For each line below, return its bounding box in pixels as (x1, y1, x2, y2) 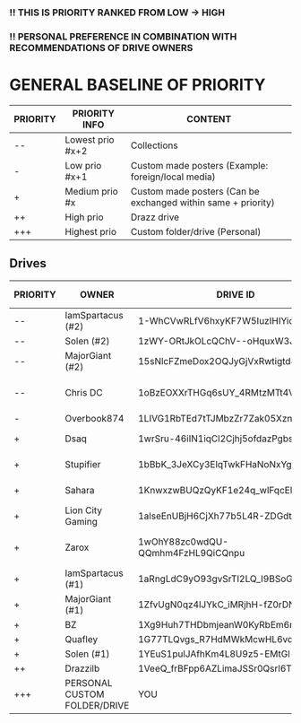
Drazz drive (130, 211, 180, 223)
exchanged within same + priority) (130, 196, 275, 208)
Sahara (64, 483, 95, 496)
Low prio (64, 159, 102, 171)
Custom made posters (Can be (130, 185, 260, 197)
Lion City (64, 504, 103, 517)
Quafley (64, 632, 99, 645)
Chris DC (64, 386, 103, 398)
